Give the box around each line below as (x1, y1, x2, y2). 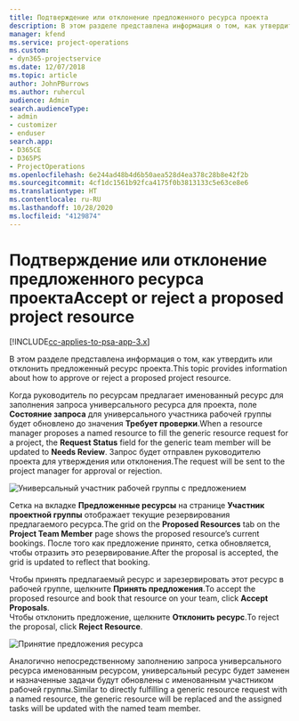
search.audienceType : (9, 104, 90, 113)
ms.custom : (9, 46, 50, 55)
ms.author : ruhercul (9, 87, 86, 96)
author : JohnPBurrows (9, 79, 90, 88)
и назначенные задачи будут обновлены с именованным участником (9, 674, 274, 685)
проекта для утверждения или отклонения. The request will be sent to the (9, 456, 286, 466)
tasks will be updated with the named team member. (9, 702, 201, 713)
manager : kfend (9, 29, 66, 38)
